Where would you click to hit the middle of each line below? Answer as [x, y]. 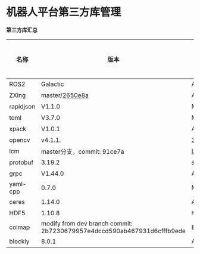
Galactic [52, 84]
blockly [19, 241]
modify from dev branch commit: [87, 223]
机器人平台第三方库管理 [64, 12]
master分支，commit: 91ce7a [82, 151]
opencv [20, 140]
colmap [20, 227]
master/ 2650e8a [65, 95]
